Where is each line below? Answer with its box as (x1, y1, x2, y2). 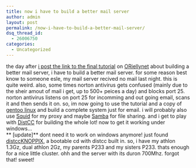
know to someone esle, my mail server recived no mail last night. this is (6, 75, 177, 82)
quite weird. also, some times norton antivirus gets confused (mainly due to (6, 81, 188, 88)
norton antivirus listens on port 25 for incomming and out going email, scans (6, 94, 190, 101)
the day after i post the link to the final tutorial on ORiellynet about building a (6, 63, 190, 70)
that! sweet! (6, 156, 35, 163)
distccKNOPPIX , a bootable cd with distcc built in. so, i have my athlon (6, 137, 176, 144)
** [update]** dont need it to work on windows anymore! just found (6, 131, 169, 138)
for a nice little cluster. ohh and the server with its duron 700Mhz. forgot (6, 150, 180, 157)
